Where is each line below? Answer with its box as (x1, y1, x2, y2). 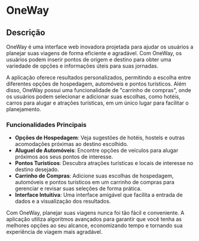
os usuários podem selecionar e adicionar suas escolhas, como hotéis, (6, 93, 180, 100)
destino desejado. (14, 166, 60, 173)
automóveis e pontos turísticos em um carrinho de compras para (14, 179, 174, 186)
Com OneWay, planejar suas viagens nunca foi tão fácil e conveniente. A (6, 209, 185, 216)
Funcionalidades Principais (6, 120, 87, 129)
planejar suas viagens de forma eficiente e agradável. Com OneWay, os (6, 50, 182, 57)
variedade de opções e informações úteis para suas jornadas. (6, 62, 159, 69)
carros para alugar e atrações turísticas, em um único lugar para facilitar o (6, 99, 189, 106)
